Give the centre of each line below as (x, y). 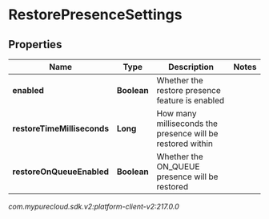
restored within (185, 144)
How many (177, 114)
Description (191, 67)
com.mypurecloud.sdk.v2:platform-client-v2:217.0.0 (94, 207)
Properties (35, 45)
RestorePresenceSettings (95, 15)
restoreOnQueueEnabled (61, 172)
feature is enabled (191, 100)
